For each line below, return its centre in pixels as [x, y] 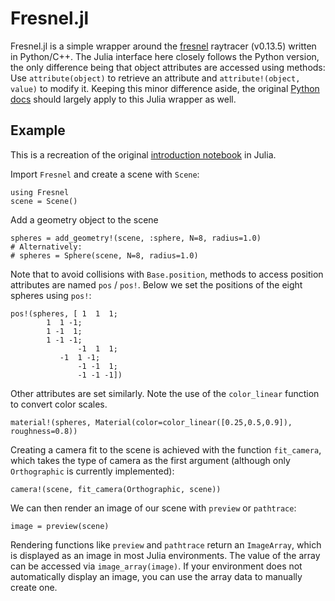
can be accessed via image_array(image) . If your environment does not [156, 566]
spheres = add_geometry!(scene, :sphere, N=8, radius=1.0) [136, 238]
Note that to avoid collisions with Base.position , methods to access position [167, 274]
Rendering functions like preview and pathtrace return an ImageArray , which [166, 544]
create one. [34, 587]
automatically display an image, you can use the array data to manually [156, 576]
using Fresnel [40, 192]
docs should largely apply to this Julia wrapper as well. [123, 99]
